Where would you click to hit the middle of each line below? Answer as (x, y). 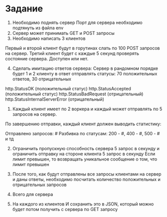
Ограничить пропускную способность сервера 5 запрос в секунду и (86, 148)
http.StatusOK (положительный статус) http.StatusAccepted (68, 88)
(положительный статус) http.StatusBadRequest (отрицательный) (74, 94)
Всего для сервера (33, 194)
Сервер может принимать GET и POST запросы (63, 33)
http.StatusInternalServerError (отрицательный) (55, 99)
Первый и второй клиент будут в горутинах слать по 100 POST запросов (83, 48)
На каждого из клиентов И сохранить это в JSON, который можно (83, 204)
